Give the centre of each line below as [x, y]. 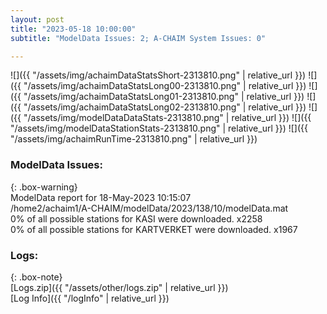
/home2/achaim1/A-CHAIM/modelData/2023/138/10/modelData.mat [149, 208]
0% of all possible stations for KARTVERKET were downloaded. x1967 [154, 229]
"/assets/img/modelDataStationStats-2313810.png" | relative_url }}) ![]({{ [159, 128]
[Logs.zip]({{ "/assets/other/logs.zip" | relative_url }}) [119, 287]
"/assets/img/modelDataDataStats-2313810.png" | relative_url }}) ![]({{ [167, 118]
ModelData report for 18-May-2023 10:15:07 [101, 197]
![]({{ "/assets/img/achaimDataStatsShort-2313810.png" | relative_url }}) [158, 75]
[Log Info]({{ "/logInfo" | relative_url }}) [90, 298]
